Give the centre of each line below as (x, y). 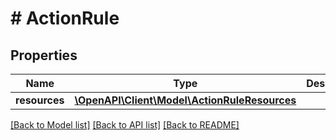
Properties (44, 55)
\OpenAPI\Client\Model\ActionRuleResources (185, 100)
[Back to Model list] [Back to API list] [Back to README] (125, 125)
